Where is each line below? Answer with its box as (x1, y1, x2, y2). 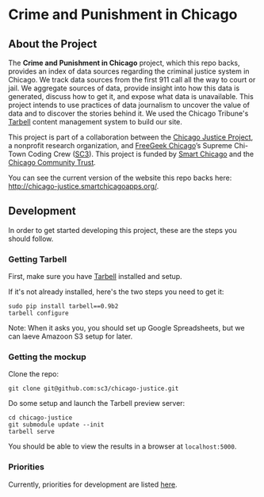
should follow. (8, 234, 54, 243)
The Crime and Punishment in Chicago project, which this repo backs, (8, 58, 240, 67)
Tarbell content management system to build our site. (8, 117, 182, 126)
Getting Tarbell (8, 254, 67, 265)
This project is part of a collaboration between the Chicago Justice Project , (8, 132, 254, 142)
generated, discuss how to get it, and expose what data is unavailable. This (8, 92, 254, 101)
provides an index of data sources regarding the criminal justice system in (8, 67, 250, 76)
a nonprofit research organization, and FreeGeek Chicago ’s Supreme (8, 141, 232, 150)
